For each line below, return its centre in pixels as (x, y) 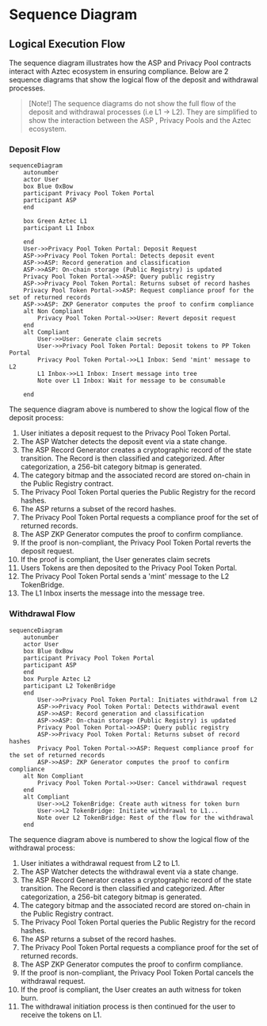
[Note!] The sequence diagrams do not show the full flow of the (132, 103)
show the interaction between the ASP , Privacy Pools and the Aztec (140, 120)
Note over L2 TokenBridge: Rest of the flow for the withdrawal (146, 817)
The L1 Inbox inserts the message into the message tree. (113, 593)
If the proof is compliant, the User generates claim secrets (115, 560)
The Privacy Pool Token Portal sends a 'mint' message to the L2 (125, 576)
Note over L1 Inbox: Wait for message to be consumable (132, 381)
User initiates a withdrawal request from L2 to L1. (100, 863)
